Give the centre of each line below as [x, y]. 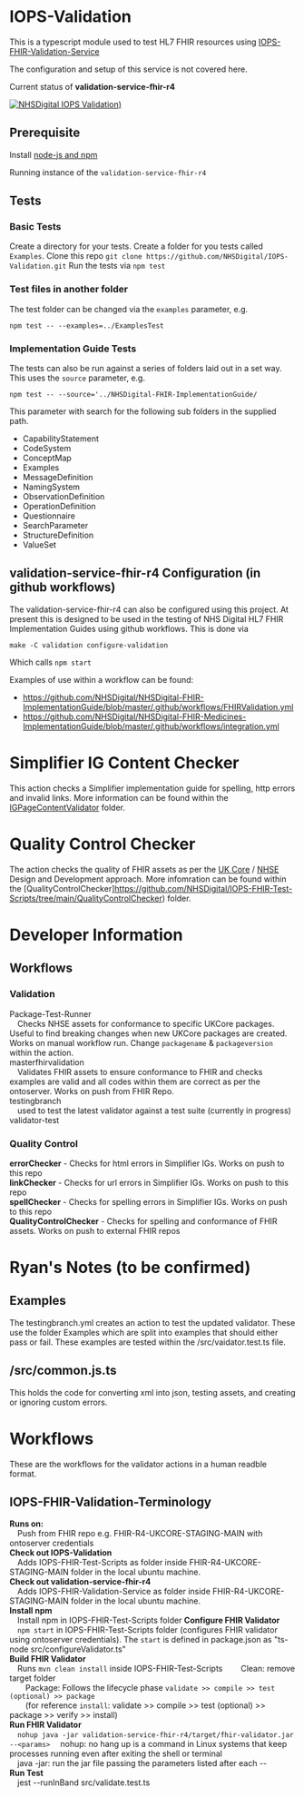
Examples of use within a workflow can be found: [102, 679]
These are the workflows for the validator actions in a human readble [138, 1464]
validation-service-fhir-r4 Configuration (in [135, 573]
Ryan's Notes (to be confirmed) [130, 1268]
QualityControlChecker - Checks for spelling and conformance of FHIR [144, 1221]
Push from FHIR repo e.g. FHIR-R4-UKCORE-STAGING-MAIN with [140, 1534]
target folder [33, 1678]
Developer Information [96, 935]
